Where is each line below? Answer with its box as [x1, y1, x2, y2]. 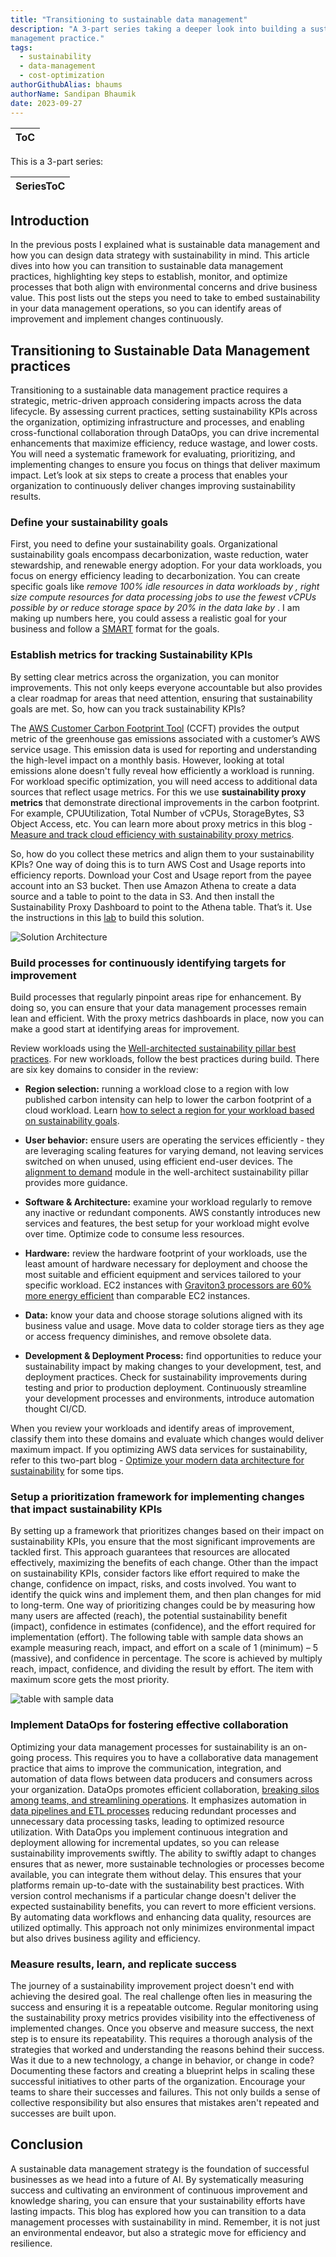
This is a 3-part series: [10, 155, 104, 167]
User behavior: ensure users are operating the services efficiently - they [24, 1134, 325, 1146]
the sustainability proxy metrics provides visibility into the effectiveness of [10, 2011, 316, 2023]
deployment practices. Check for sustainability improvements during [24, 1371, 308, 1383]
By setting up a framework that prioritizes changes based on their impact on [10, 1525, 325, 1537]
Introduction [10, 212, 90, 229]
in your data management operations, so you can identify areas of [10, 302, 282, 315]
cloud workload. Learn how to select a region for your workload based [24, 1104, 315, 1116]
